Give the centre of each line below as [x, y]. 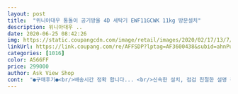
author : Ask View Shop [41, 73]
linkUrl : [20, 47]
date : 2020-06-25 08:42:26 [47, 34]
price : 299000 [28, 66]
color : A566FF [28, 60]
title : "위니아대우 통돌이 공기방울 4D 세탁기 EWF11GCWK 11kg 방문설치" [104, 20]
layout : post [27, 14]
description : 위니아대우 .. [45, 27]
